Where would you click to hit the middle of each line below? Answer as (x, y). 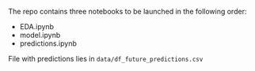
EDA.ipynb (36, 26)
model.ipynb (40, 35)
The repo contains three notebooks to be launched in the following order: (127, 11)
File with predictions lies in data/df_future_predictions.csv (106, 59)
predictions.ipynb (48, 43)
